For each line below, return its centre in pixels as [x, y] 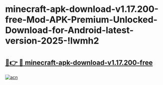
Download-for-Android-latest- [69, 30]
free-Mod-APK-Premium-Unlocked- [81, 20]
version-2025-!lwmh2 [52, 41]
